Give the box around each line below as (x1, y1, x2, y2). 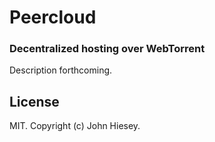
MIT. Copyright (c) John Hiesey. (9, 120, 141, 132)
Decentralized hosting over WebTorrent (9, 42, 206, 56)
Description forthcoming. (9, 64, 113, 76)
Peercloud (9, 6, 97, 29)
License (9, 93, 60, 110)
